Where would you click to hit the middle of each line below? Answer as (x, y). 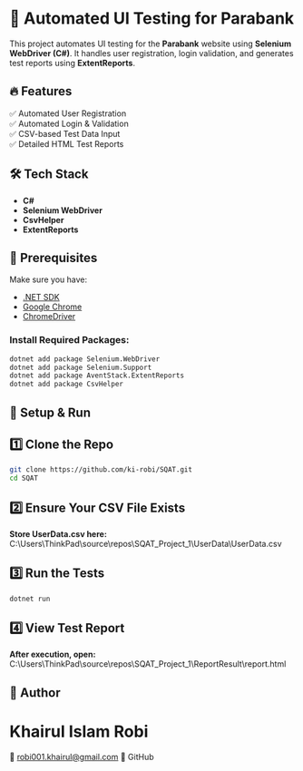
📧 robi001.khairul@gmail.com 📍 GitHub (82, 756)
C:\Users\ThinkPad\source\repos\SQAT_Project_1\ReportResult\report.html (148, 664)
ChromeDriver (49, 317)
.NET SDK (41, 298)
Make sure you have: (49, 279)
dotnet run (30, 599)
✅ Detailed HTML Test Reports (67, 143)
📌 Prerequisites (54, 258)
